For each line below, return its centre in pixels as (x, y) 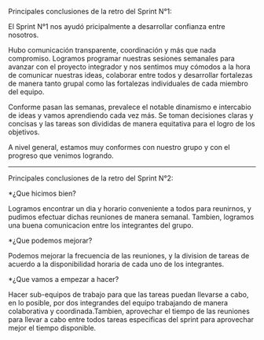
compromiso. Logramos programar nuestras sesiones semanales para (122, 58)
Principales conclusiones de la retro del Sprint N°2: (91, 178)
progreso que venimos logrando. (61, 155)
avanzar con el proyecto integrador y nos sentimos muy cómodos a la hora (129, 67)
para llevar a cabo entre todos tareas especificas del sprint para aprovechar (131, 320)
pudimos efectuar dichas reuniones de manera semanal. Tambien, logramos (131, 217)
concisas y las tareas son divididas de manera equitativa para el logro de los (132, 124)
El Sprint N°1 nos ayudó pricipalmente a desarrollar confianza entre (117, 26)
